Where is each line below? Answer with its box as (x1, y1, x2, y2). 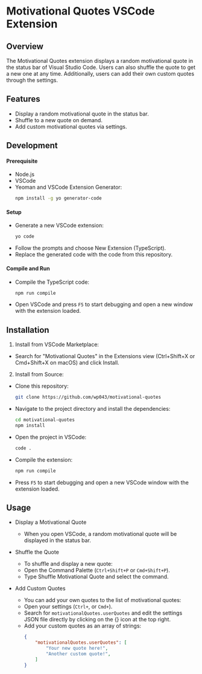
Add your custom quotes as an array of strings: (24, 622, 142, 630)
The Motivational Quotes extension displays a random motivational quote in (6, 57, 194, 64)
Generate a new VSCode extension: (14, 222, 104, 229)
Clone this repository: (14, 382, 69, 390)
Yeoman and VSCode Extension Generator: (14, 183, 122, 191)
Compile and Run (6, 264, 50, 272)
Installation (6, 325, 49, 335)
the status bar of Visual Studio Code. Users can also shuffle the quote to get (6, 64, 196, 71)
